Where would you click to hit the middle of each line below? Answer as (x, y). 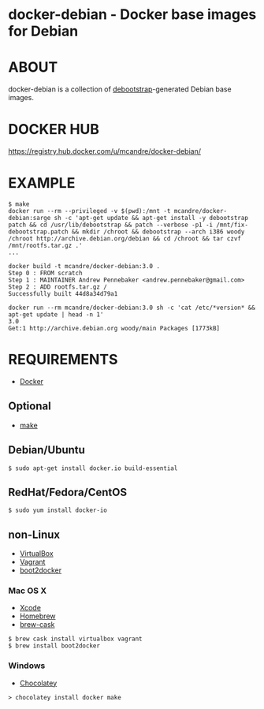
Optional (30, 407)
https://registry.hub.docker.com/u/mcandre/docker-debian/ (104, 151)
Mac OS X (28, 591)
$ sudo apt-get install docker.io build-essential (93, 468)
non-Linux (34, 534)
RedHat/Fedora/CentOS (68, 492)
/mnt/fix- (232, 225)
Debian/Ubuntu (46, 450)
